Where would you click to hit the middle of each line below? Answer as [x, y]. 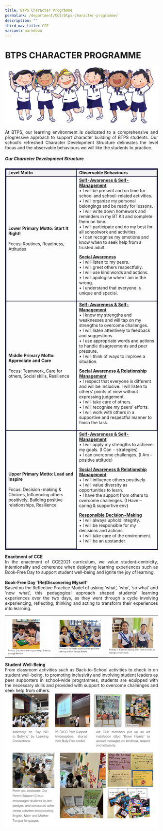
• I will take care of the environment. [115, 536]
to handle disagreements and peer [114, 346]
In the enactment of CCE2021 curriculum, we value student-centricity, [81, 562]
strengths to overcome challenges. [114, 325]
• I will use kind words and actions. [114, 272]
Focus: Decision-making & [35, 489]
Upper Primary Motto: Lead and [41, 474]
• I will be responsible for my [108, 525]
